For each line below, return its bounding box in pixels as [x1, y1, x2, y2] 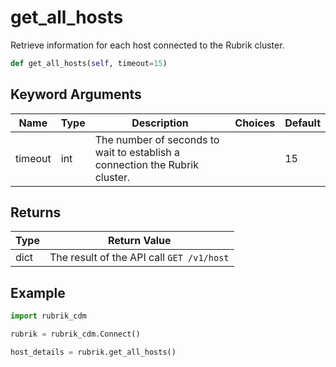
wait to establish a [94, 145, 180, 159]
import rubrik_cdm [10, 311, 87, 321]
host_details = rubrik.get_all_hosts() [10, 347, 177, 357]
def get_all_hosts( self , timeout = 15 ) [10, 58, 168, 68]
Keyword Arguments [10, 86, 142, 103]
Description [131, 116, 189, 130]
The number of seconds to [94, 132, 220, 146]
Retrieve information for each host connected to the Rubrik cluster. [10, 39, 285, 51]
